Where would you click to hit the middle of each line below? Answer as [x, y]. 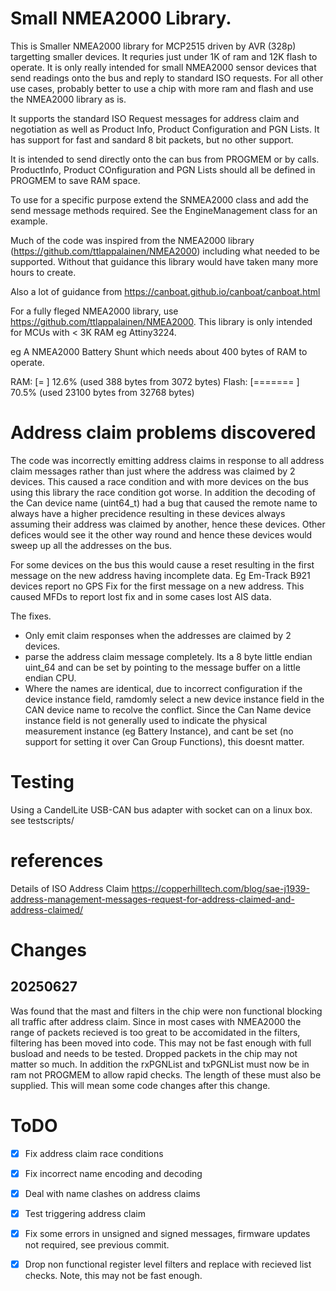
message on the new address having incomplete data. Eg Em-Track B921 [160, 575]
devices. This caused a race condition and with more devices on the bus [159, 481]
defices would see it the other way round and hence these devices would [161, 534]
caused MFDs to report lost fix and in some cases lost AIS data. [141, 596]
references [57, 861]
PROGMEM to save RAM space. [75, 180]
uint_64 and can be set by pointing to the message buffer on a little [162, 667]
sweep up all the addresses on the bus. [91, 545]
